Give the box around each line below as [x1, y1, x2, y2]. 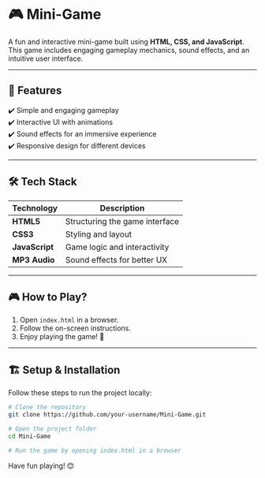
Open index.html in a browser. [19, 316, 119, 325]
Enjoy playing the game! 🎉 [19, 332, 105, 342]
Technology [12, 202, 58, 213]
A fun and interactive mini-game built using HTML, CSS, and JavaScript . [8, 36, 244, 47]
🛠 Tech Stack [8, 175, 77, 189]
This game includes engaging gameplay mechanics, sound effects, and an [8, 45, 250, 54]
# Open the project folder [8, 424, 97, 433]
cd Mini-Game [8, 432, 51, 440]
